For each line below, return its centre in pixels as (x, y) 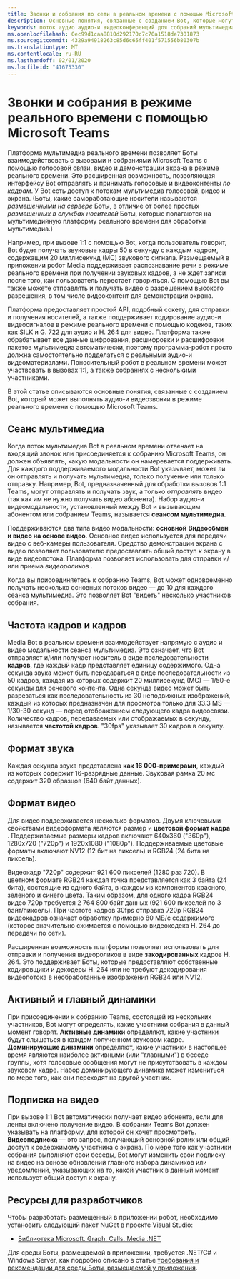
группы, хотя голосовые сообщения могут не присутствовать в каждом (117, 1062)
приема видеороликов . (56, 566)
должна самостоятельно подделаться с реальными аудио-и (100, 355)
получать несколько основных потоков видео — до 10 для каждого (110, 588)
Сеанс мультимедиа (56, 429)
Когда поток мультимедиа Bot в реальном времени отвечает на (105, 446)
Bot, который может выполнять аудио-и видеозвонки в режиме (105, 399)
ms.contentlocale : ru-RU (44, 54)
